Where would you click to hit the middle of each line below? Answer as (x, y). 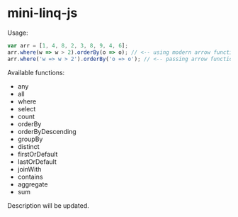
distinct (28, 146)
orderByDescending (47, 131)
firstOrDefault (38, 154)
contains (30, 177)
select (27, 108)
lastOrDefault (37, 162)
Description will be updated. (49, 205)
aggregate (33, 184)
